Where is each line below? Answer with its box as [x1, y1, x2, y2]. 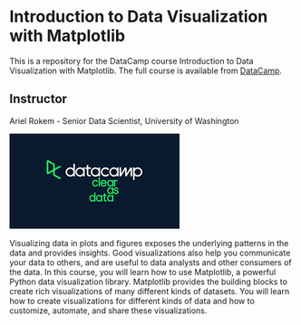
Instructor [9, 91, 68, 107]
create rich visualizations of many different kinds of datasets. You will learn [9, 285, 290, 296]
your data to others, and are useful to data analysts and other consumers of [9, 256, 292, 268]
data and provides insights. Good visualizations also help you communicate [9, 247, 291, 258]
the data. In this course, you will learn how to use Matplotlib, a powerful [9, 266, 277, 277]
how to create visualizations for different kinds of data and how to [9, 295, 256, 306]
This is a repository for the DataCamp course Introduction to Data [9, 55, 254, 66]
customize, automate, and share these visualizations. [9, 305, 208, 316]
